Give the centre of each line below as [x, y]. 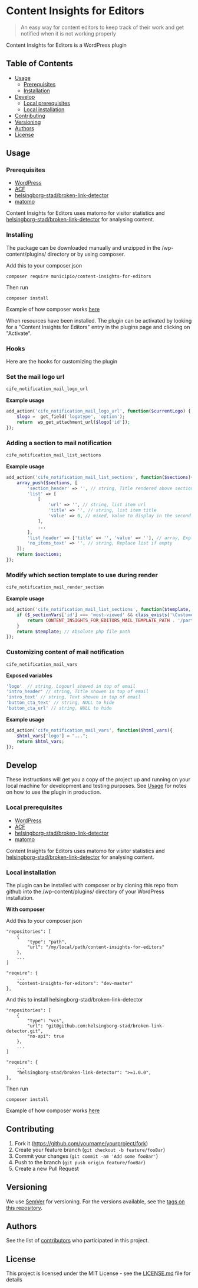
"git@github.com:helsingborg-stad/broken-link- [105, 1026]
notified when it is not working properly [68, 33]
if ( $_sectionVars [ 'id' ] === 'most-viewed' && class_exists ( [93, 615]
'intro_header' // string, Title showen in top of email [77, 692]
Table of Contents [40, 64]
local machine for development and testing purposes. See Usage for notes [96, 786]
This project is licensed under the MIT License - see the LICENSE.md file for [98, 1273]
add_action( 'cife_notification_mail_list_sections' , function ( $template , [99, 610]
